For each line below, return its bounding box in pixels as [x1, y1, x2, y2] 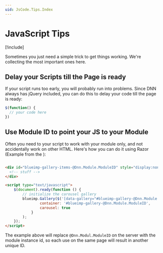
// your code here [9, 110, 47, 115]
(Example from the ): [5, 151, 46, 157]
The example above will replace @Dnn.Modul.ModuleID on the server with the [5, 232, 156, 238]
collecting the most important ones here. [5, 59, 86, 65]
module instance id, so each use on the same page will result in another [5, 237, 149, 243]
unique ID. [5, 243, 26, 249]
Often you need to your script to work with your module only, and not [5, 141, 143, 146]
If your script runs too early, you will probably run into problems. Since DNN [5, 86, 157, 91]
